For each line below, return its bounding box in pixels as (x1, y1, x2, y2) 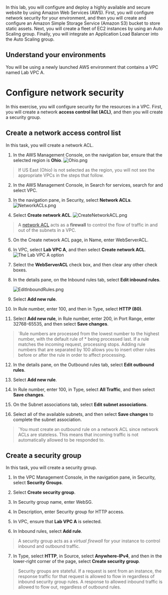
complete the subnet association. (13, 416, 82, 422)
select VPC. (13, 187, 38, 193)
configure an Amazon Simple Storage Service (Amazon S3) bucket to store (6, 20, 160, 26)
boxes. (13, 267, 27, 273)
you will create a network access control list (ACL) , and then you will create (6, 109, 163, 115)
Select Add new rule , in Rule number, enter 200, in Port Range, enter (13, 316, 155, 322)
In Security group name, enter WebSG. (13, 499, 93, 505)
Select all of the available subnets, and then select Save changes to (13, 411, 153, 417)
